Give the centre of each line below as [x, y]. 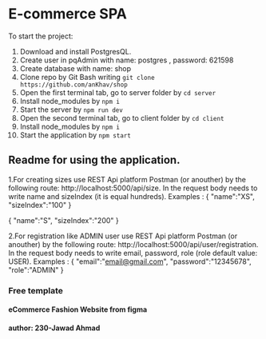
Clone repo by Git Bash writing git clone [87, 77]
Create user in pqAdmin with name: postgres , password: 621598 [127, 60]
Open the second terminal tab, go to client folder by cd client [122, 118]
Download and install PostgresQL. [75, 51]
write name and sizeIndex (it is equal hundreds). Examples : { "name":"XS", [132, 196]
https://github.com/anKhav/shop [73, 85]
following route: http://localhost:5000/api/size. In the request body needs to [133, 188]
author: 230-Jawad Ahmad [54, 328]
